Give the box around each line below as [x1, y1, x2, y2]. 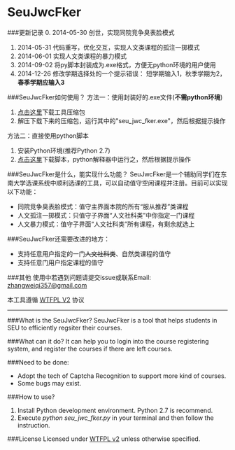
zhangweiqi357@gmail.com [7, 281, 87, 289]
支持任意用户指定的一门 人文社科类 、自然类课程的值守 [17, 249, 171, 258]
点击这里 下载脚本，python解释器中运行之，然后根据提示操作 [17, 155, 191, 163]
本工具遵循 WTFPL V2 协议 [7, 295, 85, 304]
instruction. [17, 421, 50, 429]
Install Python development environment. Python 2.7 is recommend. [17, 406, 213, 414]
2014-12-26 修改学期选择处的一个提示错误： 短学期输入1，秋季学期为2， [17, 69, 226, 78]
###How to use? [7, 393, 55, 401]
